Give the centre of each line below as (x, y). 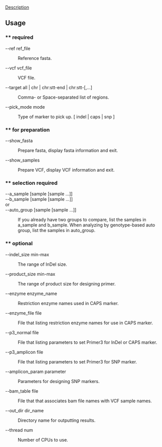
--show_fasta (19, 140)
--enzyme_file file (23, 313)
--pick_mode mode (25, 107)
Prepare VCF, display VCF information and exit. (66, 170)
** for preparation (28, 129)
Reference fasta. (35, 58)
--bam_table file (22, 391)
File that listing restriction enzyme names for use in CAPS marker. (85, 323)
